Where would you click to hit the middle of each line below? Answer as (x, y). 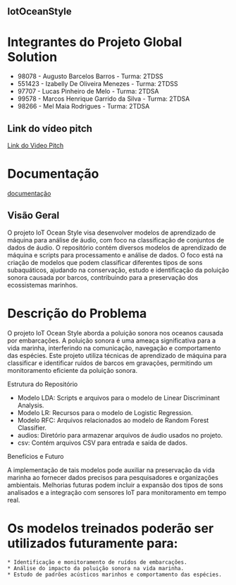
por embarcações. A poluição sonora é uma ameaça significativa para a (112, 340)
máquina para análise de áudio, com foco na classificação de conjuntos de (116, 240)
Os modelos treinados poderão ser (111, 529)
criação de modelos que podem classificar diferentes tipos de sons (105, 262)
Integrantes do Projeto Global (95, 42)
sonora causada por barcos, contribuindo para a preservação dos (103, 277)
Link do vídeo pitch (50, 129)
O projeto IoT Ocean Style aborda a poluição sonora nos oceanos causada (115, 333)
